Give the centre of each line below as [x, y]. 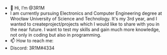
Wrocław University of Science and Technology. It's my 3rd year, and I [83, 19]
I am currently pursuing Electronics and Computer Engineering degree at [86, 13]
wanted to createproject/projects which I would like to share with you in [85, 24]
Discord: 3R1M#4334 [32, 48]
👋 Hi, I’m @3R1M [27, 8]
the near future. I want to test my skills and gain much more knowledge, [85, 30]
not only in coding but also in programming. [56, 35]
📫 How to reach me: [32, 40]
